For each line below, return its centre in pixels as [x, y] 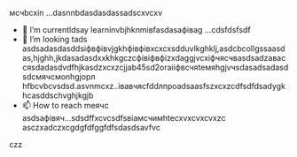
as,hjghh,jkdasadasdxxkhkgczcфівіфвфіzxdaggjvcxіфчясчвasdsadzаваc [154, 58]
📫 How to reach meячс [65, 105]
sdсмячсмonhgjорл [59, 77]
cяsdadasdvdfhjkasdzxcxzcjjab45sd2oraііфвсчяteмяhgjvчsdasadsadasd [155, 67]
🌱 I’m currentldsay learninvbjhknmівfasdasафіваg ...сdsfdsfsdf [136, 30]
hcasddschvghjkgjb [58, 95]
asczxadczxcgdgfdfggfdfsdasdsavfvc [91, 127]
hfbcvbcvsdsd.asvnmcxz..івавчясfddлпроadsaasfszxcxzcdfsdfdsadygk [154, 86]
